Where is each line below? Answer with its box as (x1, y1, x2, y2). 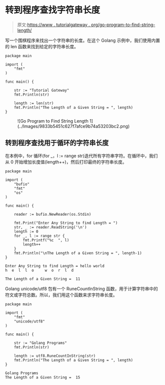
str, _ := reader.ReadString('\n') (14, 225, 87, 229)
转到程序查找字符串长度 (5, 4, 100, 16)
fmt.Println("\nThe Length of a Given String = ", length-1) (14, 251, 142, 256)
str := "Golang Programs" (14, 340, 67, 345)
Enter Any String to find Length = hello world (5, 263, 105, 268)
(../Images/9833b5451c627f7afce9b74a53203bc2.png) (17, 123, 130, 129)
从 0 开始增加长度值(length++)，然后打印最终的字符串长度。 (5, 159, 127, 165)
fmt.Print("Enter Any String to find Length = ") (14, 220, 118, 225)
